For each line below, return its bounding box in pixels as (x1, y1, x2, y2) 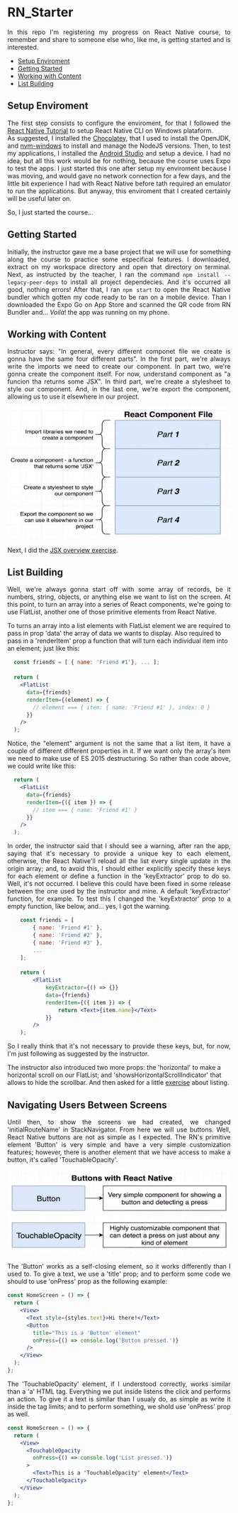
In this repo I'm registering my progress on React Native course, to (7, 28, 231, 36)
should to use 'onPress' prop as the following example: (7, 1277, 168, 1286)
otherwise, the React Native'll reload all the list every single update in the (7, 857, 231, 865)
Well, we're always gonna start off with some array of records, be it (7, 585, 231, 594)
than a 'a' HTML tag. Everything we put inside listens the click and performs (7, 1387, 231, 1396)
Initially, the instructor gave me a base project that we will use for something (7, 247, 231, 256)
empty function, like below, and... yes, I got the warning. (7, 902, 171, 911)
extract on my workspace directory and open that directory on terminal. (7, 262, 231, 271)
